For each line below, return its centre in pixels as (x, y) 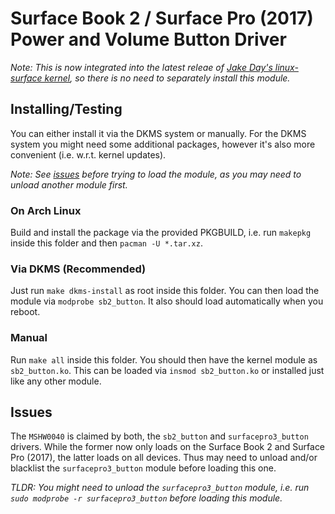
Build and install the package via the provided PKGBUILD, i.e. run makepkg (161, 233)
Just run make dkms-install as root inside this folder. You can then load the (165, 291)
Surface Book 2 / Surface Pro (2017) (162, 18)
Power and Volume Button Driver (148, 39)
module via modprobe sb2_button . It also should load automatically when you (167, 301)
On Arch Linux (46, 210)
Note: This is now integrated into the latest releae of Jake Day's (141, 67)
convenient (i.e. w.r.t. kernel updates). (88, 154)
